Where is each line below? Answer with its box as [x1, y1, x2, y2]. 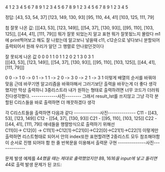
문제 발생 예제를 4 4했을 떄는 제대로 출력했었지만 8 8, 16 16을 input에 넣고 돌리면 [5, 155, 158, 161]
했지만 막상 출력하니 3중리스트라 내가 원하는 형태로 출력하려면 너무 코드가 [5, 87, 147, 93]
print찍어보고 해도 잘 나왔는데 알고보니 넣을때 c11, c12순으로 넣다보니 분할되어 [10, 37, 160, 43]
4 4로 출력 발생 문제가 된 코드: [5, 162, 62, 167]
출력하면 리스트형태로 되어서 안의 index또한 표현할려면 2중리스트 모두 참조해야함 [5, 134, 160, 139]
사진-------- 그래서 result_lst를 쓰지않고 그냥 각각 [57, 93, 154, 99]
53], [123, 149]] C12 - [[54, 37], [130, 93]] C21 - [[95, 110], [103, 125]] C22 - [5, 115, 157, 121]
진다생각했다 [5, 93, 30, 99]
